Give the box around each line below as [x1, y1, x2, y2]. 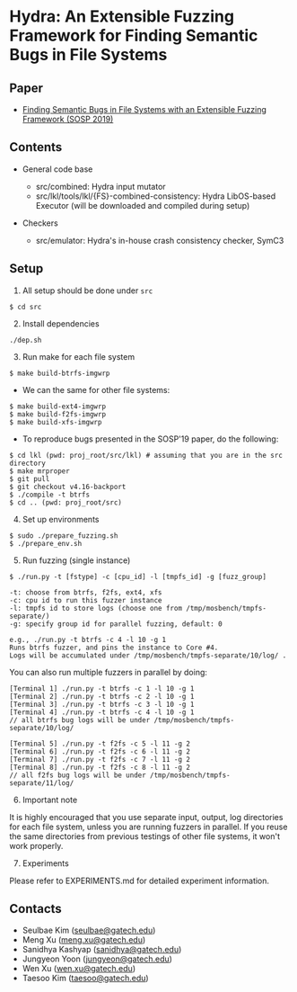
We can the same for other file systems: [22, 384, 170, 395]
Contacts [9, 901, 63, 916]
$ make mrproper [9, 466, 70, 476]
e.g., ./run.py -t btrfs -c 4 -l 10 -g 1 [9, 635, 167, 644]
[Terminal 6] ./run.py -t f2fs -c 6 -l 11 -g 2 [9, 746, 191, 756]
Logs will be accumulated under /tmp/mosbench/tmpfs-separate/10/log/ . [9, 650, 287, 660]
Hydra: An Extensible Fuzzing [9, 6, 235, 27]
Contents [9, 139, 63, 155]
